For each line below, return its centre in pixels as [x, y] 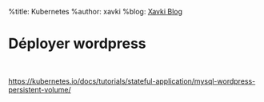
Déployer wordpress [77, 44]
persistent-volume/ [40, 89]
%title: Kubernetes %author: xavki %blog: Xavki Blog [95, 12]
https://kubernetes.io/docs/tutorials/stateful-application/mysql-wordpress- [132, 81]
